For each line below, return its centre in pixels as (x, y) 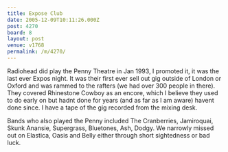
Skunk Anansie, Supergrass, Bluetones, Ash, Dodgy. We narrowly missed (111, 128)
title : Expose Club (35, 13)
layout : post (26, 39)
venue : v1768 (26, 45)
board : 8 (20, 33)
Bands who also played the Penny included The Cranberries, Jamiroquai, (110, 121)
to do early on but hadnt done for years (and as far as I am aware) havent (111, 100)
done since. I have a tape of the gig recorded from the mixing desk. (102, 107)
